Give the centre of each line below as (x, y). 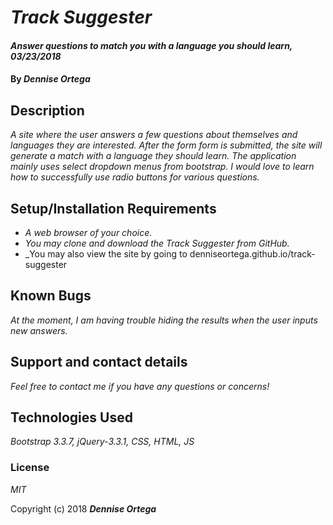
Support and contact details (99, 362)
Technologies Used (71, 417)
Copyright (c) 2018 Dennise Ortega (83, 508)
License (30, 468)
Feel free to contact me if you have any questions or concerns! (140, 386)
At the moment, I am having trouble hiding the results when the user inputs (164, 320)
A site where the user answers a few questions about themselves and (154, 135)
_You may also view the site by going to (106, 254)
